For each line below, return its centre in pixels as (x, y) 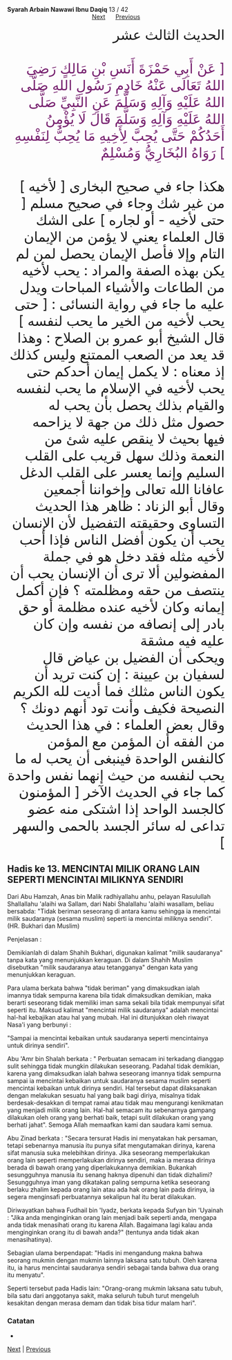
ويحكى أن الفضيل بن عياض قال (134, 658)
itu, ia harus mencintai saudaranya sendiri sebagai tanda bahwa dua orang (113, 1267)
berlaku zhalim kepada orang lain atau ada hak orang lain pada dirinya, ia (111, 1189)
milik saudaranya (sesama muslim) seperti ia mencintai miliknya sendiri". (110, 918)
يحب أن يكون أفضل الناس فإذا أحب (122, 540)
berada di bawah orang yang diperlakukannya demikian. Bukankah (102, 1167)
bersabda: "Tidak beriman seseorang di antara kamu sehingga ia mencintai (114, 911)
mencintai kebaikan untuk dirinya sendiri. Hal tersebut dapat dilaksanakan (112, 1088)
